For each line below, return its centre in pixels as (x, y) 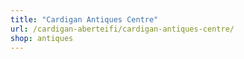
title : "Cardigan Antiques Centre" (84, 19)
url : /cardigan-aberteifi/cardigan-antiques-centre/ (122, 29)
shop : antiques (42, 38)
